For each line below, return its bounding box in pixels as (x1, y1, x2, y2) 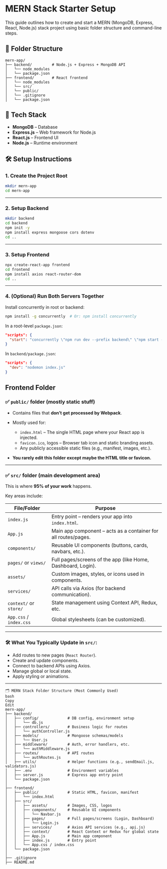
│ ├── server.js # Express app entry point (5, 773, 123, 778)
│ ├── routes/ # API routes (5, 751, 94, 756)
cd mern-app (5, 188, 30, 194)
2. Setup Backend (5, 205, 49, 212)
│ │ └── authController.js (5, 729, 70, 734)
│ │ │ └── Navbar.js (5, 812, 61, 817)
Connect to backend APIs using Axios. (12, 663, 91, 669)
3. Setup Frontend (5, 251, 50, 258)
